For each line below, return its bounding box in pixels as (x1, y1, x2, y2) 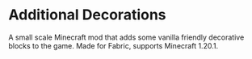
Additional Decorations (8, 6, 167, 24)
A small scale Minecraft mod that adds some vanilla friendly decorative (8, 32, 245, 42)
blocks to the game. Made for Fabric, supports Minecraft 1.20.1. (8, 40, 219, 50)
